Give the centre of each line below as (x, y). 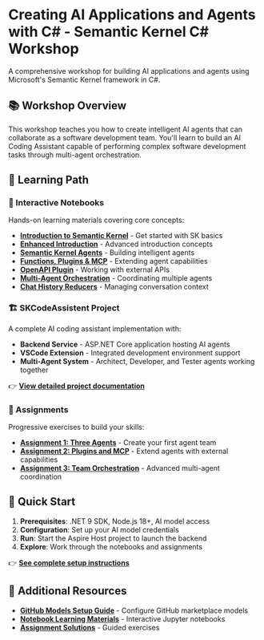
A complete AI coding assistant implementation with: (95, 328)
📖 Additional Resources (68, 591)
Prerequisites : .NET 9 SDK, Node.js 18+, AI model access (115, 521)
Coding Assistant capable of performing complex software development (127, 146)
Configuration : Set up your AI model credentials (100, 529)
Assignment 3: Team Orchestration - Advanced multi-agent (120, 468)
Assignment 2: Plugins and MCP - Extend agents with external (124, 452)
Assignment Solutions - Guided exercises (90, 627)
